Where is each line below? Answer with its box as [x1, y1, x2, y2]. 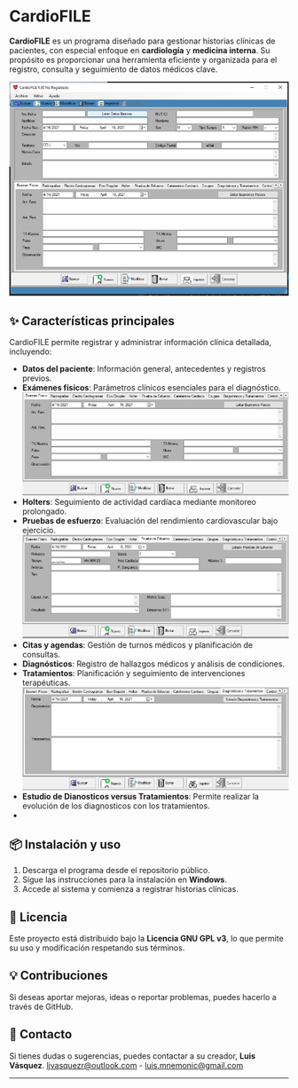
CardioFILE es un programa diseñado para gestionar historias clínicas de [9, 35, 276, 46]
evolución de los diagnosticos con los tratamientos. [21, 800, 210, 811]
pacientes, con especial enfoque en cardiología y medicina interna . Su [9, 44, 271, 55]
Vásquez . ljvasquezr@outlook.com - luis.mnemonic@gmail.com [9, 1060, 244, 1070]
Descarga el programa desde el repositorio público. [21, 865, 210, 876]
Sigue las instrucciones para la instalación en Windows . [21, 874, 228, 885]
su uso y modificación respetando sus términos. [9, 942, 185, 953]
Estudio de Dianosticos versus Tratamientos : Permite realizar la [21, 792, 260, 802]
